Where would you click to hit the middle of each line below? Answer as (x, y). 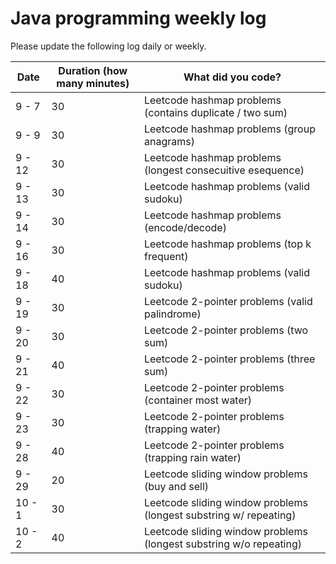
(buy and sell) (176, 486)
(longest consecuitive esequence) (224, 170)
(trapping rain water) (192, 457)
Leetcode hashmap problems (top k (227, 244)
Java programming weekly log (138, 18)
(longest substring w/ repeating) (220, 515)
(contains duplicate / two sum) (215, 112)
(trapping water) (182, 429)
